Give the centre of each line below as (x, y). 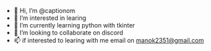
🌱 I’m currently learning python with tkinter (74, 25)
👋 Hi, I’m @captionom (44, 11)
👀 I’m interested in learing (50, 18)
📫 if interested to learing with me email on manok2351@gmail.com (109, 40)
